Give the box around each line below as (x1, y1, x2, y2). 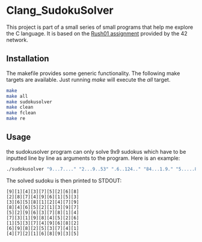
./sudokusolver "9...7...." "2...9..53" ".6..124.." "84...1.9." (6, 166, 173, 172)
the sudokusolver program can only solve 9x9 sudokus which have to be (6, 148, 186, 155)
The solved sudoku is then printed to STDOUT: (6, 177, 122, 184)
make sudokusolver (6, 98, 52, 105)
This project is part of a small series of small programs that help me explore (6, 23, 194, 31)
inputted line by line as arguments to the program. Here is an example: (6, 154, 180, 162)
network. (6, 36, 29, 43)
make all (6, 93, 28, 99)
